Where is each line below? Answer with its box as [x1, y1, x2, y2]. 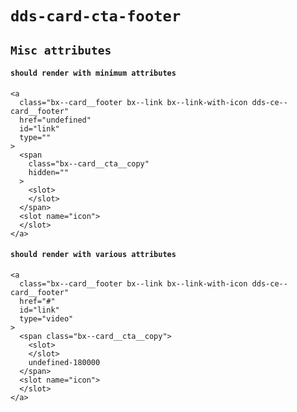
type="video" [19, 313, 74, 324]
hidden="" [28, 167, 70, 177]
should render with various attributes [10, 250, 177, 260]
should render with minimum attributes [10, 68, 177, 79]
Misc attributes [10, 43, 112, 57]
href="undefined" [19, 115, 92, 125]
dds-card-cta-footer [10, 7, 182, 26]
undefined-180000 [28, 357, 101, 367]
